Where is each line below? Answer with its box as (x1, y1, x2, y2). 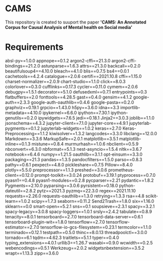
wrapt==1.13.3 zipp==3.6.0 (5, 250, 59, 256)
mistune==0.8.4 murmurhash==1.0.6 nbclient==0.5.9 (31, 141, 139, 147)
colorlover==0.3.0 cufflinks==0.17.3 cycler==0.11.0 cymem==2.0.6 (5, 84, 138, 90)
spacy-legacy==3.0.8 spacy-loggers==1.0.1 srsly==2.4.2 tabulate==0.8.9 (5, 209, 152, 214)
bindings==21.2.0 (5, 63, 41, 69)
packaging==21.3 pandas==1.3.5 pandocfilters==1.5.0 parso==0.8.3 (5, 156, 142, 162)
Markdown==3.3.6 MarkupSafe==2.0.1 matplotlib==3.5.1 (5, 136, 118, 142)
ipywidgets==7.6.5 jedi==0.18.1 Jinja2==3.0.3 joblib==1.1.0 (38, 115, 155, 120)
